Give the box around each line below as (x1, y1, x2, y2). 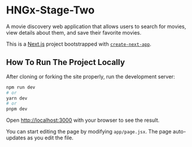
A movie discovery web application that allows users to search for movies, (6, 23, 187, 30)
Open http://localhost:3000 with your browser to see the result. (6, 117, 160, 124)
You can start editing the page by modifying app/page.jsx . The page (6, 128, 172, 135)
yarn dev (6, 95, 28, 101)
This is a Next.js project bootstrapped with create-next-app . (6, 40, 152, 47)
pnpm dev (6, 106, 28, 112)
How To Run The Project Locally (6, 57, 125, 67)
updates (6, 134, 27, 141)
